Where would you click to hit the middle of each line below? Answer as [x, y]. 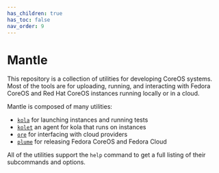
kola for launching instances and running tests [82, 120]
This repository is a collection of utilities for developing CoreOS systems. [110, 79]
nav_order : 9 [26, 26]
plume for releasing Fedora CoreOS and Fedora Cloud [92, 142]
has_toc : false [29, 20]
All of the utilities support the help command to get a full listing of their [106, 155]
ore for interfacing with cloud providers [72, 135]
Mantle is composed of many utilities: [60, 107]
